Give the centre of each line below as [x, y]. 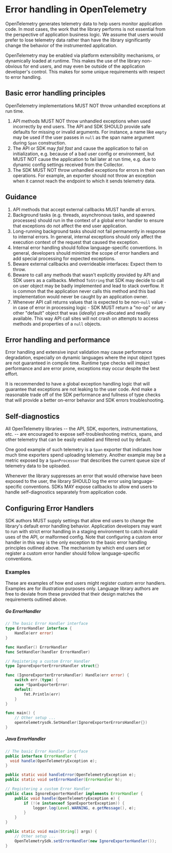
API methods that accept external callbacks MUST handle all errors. [84, 209]
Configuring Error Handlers [50, 508]
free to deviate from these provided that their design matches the [74, 594]
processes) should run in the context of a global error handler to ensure [88, 220]
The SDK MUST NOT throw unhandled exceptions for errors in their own [89, 170]
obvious [14, 66]
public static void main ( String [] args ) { [51, 831]
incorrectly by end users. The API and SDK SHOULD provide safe [81, 126]
